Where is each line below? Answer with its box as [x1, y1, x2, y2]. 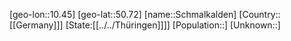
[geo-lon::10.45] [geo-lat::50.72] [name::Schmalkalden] [9, 9, 237, 20]
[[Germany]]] [9, 19, 64, 31]
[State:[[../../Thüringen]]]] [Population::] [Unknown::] [65, 19, 281, 31]
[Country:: [238, 9, 281, 20]
